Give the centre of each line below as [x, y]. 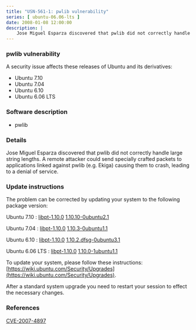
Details [16, 140]
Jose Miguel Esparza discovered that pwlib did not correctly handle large [94, 153]
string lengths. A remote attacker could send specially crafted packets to [94, 159]
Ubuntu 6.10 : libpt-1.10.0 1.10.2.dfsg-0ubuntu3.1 [63, 240]
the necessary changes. [35, 293]
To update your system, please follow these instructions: [74, 262]
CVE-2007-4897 [26, 321]
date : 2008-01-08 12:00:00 [39, 22]
